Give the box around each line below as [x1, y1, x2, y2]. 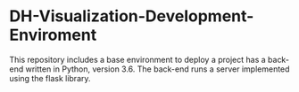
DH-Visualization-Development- [9, 6, 254, 27]
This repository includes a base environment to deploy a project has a [9, 54, 266, 65]
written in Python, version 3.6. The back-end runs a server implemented [25, 64, 290, 74]
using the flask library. [9, 73, 91, 83]
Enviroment [9, 25, 97, 45]
